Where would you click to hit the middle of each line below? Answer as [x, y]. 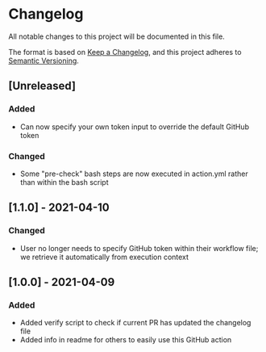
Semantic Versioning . [44, 61]
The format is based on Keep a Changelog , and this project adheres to [125, 52]
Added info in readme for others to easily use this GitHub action [126, 340]
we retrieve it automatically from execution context [104, 257]
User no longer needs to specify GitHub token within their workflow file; [139, 248]
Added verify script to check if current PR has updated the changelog [135, 323]
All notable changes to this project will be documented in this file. [117, 36]
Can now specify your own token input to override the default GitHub [135, 127]
